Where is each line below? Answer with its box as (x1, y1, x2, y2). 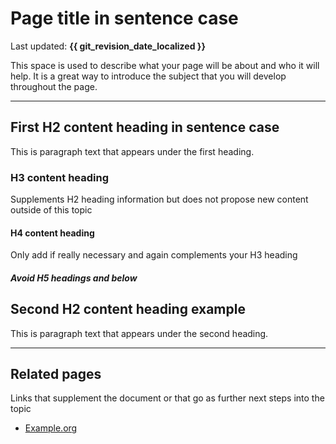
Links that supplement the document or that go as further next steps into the (10, 392, 325, 404)
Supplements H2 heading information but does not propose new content (10, 193, 309, 206)
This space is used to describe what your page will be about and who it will (10, 59, 320, 71)
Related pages (10, 366, 102, 383)
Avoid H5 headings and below (10, 272, 138, 284)
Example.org (24, 422, 78, 434)
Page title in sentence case (10, 7, 239, 30)
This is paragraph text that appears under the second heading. (10, 327, 269, 339)
